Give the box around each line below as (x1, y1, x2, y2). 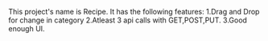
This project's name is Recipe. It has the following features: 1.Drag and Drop (8, 7, 260, 16)
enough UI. (8, 24, 46, 33)
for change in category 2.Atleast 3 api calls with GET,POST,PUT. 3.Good (8, 15, 248, 25)
